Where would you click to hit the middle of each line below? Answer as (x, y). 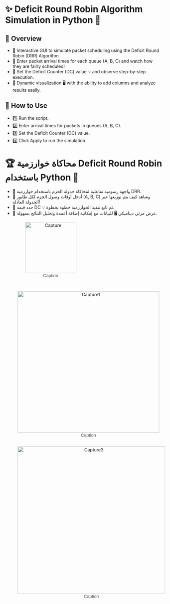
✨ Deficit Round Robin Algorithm (74, 9)
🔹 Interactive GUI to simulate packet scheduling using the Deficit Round (86, 50)
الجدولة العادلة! (26, 202)
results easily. (26, 90)
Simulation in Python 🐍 (53, 20)
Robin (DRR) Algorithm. (36, 56)
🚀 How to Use (26, 106)
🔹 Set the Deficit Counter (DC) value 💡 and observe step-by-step (79, 72)
